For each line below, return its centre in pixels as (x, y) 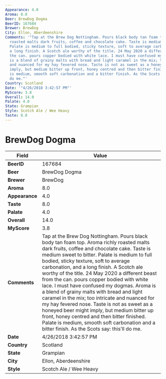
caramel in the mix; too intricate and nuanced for (98, 298)
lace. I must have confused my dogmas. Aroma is (99, 286)
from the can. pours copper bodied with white (95, 279)
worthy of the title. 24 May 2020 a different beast (99, 273)
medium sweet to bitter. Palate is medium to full (97, 254)
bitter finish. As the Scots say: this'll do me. (92, 329)
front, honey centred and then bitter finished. (94, 316)
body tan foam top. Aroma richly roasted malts (96, 242)
